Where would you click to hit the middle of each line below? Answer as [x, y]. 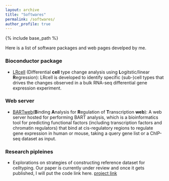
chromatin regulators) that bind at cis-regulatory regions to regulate [83, 128]
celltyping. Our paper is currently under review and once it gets [78, 168]
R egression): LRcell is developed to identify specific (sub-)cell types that [88, 77]
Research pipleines [29, 151]
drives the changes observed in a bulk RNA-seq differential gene [80, 82]
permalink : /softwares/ [30, 19]
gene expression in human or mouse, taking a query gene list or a [81, 133]
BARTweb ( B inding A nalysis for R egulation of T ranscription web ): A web [87, 112]
